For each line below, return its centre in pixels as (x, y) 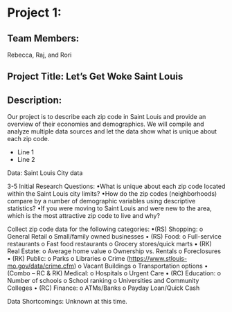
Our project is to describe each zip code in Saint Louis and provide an (107, 117)
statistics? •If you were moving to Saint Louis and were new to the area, (110, 208)
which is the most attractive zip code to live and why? (84, 216)
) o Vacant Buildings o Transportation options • (141, 266)
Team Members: (43, 38)
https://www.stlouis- (158, 259)
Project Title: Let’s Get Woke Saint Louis (95, 76)
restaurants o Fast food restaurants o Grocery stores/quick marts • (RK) (110, 244)
